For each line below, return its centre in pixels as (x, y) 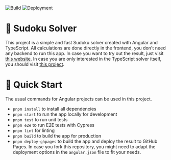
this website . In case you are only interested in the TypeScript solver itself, (83, 59)
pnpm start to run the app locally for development (65, 114)
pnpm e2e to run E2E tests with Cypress (53, 125)
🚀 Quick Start (34, 85)
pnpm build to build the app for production (57, 136)
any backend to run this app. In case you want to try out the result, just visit (84, 53)
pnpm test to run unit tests (40, 119)
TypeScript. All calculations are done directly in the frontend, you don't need (86, 48)
